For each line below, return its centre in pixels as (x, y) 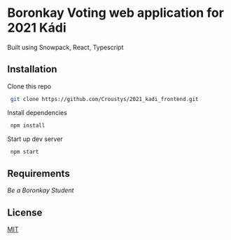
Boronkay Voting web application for (115, 13)
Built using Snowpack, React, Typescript (65, 47)
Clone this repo (29, 86)
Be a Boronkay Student (41, 190)
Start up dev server (35, 139)
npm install (28, 125)
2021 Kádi (37, 28)
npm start (24, 152)
